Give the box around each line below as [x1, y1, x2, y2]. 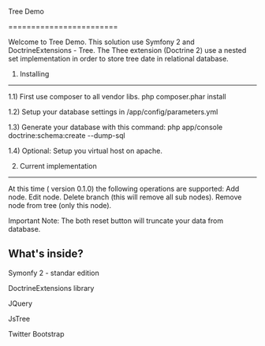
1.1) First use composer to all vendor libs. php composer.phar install [8, 92, 226, 101]
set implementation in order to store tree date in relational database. [8, 54, 229, 63]
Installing [19, 69, 50, 78]
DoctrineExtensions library [8, 283, 95, 292]
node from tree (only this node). [8, 201, 112, 210]
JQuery [8, 299, 33, 308]
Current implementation [19, 162, 97, 170]
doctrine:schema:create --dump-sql [8, 131, 125, 140]
